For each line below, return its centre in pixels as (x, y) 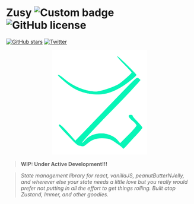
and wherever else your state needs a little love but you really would (104, 182)
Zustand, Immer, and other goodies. (64, 195)
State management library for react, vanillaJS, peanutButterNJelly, (103, 176)
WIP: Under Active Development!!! (64, 164)
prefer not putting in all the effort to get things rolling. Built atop (98, 188)
